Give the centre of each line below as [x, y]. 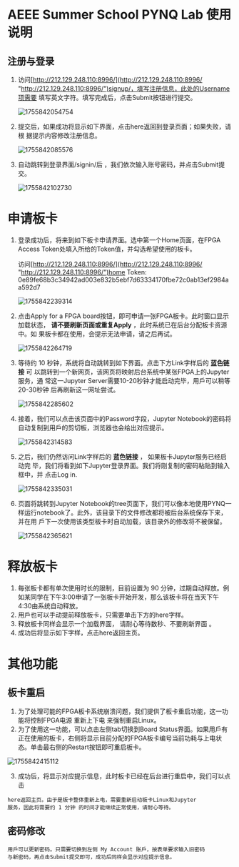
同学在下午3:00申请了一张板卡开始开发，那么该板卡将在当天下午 [125, 597]
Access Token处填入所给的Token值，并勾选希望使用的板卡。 [107, 249]
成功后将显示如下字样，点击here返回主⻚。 [81, 633]
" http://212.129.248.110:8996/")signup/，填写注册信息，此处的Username [124, 89]
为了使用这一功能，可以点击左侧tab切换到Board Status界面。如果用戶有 [123, 729]
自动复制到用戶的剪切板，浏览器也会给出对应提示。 [93, 427]
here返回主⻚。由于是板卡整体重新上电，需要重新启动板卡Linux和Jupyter [102, 800]
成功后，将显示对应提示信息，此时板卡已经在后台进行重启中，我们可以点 [124, 776]
